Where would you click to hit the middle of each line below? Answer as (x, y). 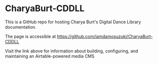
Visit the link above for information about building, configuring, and (72, 51)
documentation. (21, 27)
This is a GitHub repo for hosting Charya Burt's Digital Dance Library (73, 22)
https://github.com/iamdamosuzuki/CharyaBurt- (105, 36)
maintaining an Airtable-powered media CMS (50, 56)
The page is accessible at (31, 36)
